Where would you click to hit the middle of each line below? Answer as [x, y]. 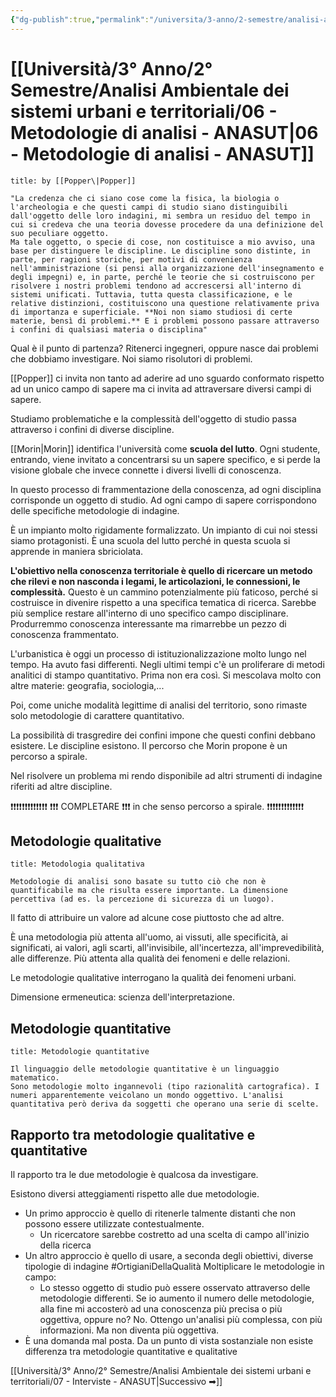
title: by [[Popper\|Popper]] [73, 181]
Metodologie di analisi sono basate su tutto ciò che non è [138, 882]
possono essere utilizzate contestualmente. [114, 1224]
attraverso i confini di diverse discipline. [92, 429]
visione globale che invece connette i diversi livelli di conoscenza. [146, 470]
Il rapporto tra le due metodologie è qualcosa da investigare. [134, 1174]
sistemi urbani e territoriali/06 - [144, 111]
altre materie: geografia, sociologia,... [87, 685]
